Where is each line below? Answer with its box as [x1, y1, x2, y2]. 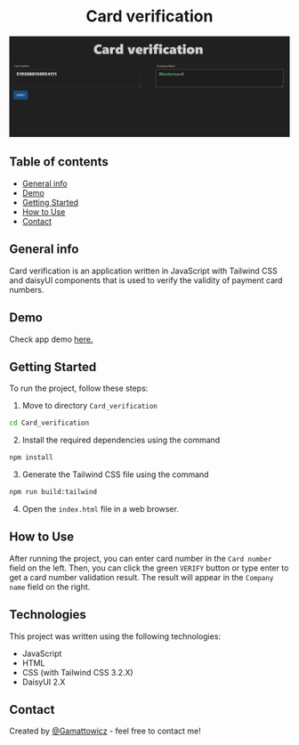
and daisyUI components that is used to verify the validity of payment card [9, 274, 283, 286]
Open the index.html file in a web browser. [21, 503, 180, 514]
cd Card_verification [9, 418, 90, 428]
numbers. [9, 284, 44, 295]
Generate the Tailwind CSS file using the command [21, 469, 209, 480]
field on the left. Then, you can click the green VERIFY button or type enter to [9, 563, 289, 573]
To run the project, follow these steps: [9, 383, 149, 393]
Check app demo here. [9, 334, 93, 344]
